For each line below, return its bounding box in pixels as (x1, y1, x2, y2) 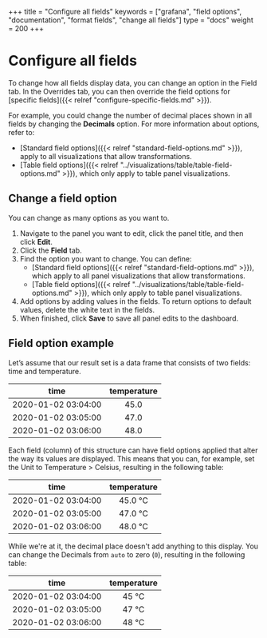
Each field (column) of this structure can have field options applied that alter (8, 445, 258, 455)
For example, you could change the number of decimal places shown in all (8, 110, 253, 120)
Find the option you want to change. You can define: (19, 253, 192, 263)
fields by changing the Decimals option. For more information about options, (8, 119, 260, 129)
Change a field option (8, 192, 117, 205)
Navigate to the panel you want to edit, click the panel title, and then (19, 228, 244, 238)
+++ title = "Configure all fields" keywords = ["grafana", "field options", (8, 7, 241, 16)
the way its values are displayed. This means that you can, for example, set (8, 453, 255, 463)
